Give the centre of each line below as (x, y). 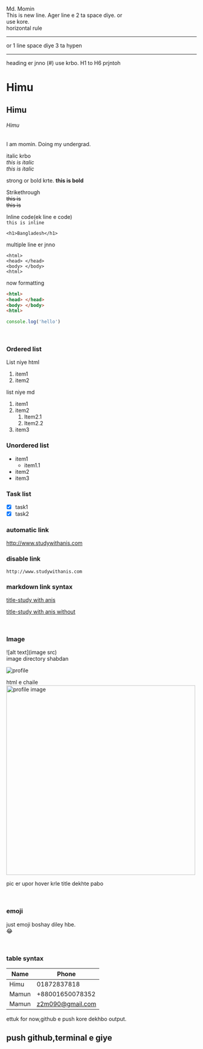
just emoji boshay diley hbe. (41, 924)
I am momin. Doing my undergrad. (49, 144)
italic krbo (19, 156)
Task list (19, 494)
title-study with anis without (41, 612)
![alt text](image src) (32, 652)
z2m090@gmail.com (66, 1003)
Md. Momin (21, 9)
